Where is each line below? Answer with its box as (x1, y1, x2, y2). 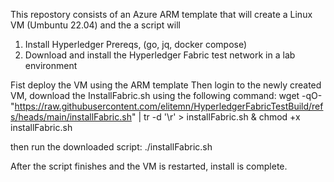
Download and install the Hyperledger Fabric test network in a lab (24, 49, 296, 61)
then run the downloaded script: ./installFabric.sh (10, 141, 213, 153)
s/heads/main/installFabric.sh (10, 111, 132, 123)
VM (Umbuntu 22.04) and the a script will (10, 19, 181, 31)
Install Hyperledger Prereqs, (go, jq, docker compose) (24, 39, 248, 50)
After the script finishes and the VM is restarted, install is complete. (10, 160, 288, 172)
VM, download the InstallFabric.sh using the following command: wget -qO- (10, 90, 323, 101)
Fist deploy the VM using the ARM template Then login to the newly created (10, 79, 322, 91)
